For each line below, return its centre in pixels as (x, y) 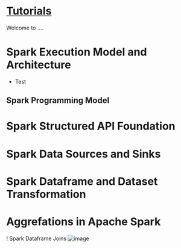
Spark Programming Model (58, 101)
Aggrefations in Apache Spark (84, 222)
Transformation (46, 194)
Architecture (39, 65)
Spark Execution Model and (77, 52)
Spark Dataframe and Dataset (82, 181)
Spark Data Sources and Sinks (84, 154)
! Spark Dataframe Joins (37, 238)
